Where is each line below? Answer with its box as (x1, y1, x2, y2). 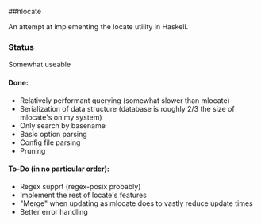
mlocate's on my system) (19, 112, 102, 122)
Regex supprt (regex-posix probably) (19, 181, 141, 191)
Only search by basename (19, 120, 106, 130)
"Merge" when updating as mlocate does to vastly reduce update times (19, 198, 253, 208)
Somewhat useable (8, 59, 71, 70)
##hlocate (8, 7, 42, 16)
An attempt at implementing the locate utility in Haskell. (8, 22, 189, 31)
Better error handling (19, 207, 89, 216)
